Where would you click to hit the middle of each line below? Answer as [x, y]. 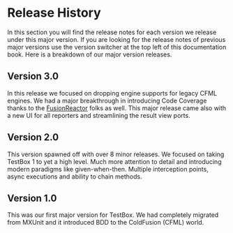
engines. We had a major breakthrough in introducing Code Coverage [107, 100]
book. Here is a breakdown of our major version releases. [90, 54]
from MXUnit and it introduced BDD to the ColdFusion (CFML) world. [106, 223]
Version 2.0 [33, 137]
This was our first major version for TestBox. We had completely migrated [113, 215]
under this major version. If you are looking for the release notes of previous [116, 39]
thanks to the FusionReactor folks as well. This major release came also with [117, 108]
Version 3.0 [33, 76]
